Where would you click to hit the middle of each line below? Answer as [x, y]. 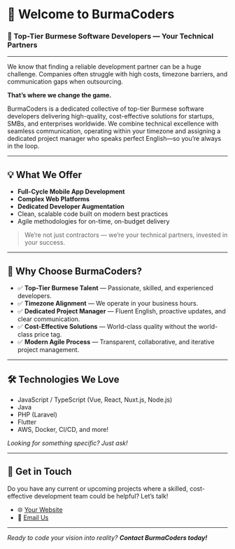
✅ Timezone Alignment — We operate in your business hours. [108, 304]
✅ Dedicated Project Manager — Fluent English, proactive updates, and [121, 311]
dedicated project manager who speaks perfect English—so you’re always [114, 139]
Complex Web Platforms [53, 199]
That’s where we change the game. [59, 95]
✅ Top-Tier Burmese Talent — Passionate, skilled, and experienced [115, 288]
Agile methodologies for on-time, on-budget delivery [93, 222]
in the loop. [23, 146]
